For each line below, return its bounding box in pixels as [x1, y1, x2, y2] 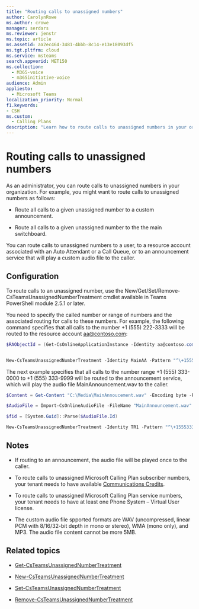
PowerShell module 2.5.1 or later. [6, 300, 86, 307]
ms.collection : [6, 63, 44, 70]
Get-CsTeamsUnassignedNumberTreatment [14, 561, 122, 569]
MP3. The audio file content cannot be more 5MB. [14, 528, 137, 536]
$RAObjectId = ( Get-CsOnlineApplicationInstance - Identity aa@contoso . [6, 341, 187, 347]
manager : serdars [6, 25, 49, 31]
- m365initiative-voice [11, 75, 70, 81]
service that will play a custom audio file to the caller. [6, 254, 136, 261]
